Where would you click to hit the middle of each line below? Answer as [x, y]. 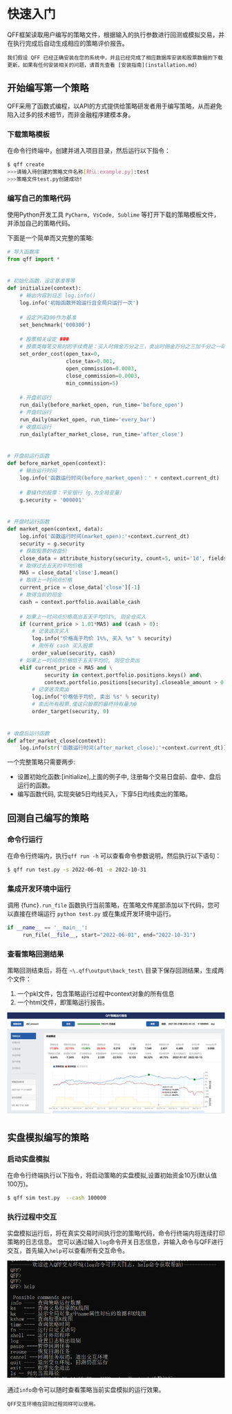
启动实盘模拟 [29, 1159]
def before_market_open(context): [57, 463]
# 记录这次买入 [50, 631]
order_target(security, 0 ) [71, 712]
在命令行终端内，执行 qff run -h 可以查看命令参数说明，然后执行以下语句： [114, 856]
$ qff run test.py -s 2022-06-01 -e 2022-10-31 [77, 870]
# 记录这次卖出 [50, 690]
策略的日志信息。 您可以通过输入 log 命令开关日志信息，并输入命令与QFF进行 [115, 1242]
